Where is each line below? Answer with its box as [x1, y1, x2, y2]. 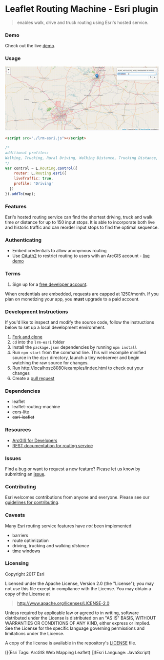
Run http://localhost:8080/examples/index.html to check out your [12, 365, 144, 371]
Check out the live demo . [5, 43, 56, 49]
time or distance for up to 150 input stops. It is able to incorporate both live [5, 220, 155, 225]
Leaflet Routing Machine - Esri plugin [5, 3, 159, 15]
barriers [12, 532, 28, 538]
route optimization [12, 538, 49, 543]
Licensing [5, 560, 29, 567]
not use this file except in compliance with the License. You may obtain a [5, 585, 151, 591]
